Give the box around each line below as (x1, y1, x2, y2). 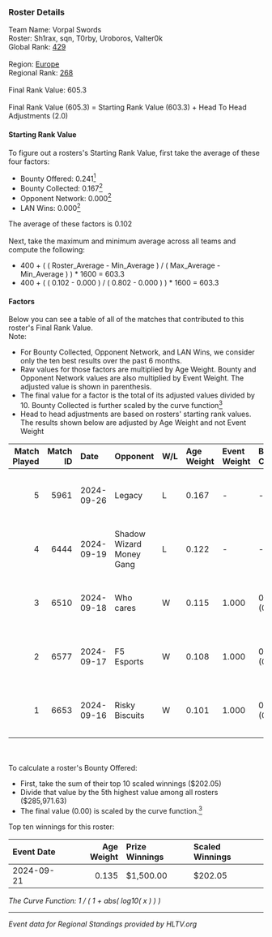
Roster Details (8, 6, 66, 18)
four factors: (8, 157, 50, 166)
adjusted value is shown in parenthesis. (19, 382, 152, 392)
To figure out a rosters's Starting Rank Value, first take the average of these (8, 148, 261, 157)
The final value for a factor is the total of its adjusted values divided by (19, 390, 255, 400)
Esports (114, 655, 144, 667)
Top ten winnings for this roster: (8, 822, 115, 832)
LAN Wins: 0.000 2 (19, 202, 81, 213)
